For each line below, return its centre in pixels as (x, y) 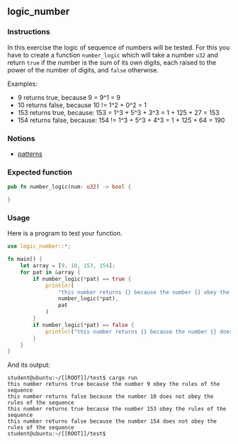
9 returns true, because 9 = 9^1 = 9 (69, 97)
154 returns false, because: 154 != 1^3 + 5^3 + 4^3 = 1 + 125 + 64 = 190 (121, 120)
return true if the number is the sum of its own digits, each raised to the (112, 62)
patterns (30, 154)
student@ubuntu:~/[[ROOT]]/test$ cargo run (73, 378)
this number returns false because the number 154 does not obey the (112, 421)
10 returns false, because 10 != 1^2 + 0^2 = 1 (82, 105)
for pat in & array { (50, 272)
